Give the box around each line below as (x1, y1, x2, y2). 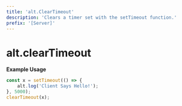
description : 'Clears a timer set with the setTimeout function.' (6, 14, 177, 20)
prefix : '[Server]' (6, 20, 56, 26)
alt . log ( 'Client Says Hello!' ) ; (17, 83, 99, 89)
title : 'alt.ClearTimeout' (6, 8, 74, 15)
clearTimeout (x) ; (6, 94, 50, 100)
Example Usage (6, 66, 47, 73)
